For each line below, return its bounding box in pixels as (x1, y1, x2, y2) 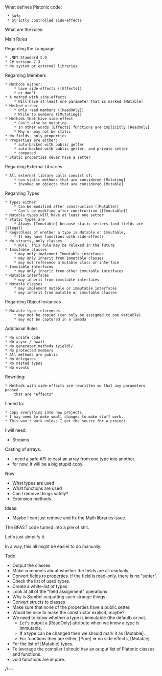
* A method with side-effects (5, 95, 67, 100)
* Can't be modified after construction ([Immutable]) (14, 208, 128, 213)
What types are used (12, 480, 55, 486)
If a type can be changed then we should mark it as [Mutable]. (19, 630, 145, 636)
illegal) (5, 226, 23, 231)
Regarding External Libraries (5, 164, 63, 169)
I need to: (5, 401, 24, 406)
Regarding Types (5, 190, 40, 196)
